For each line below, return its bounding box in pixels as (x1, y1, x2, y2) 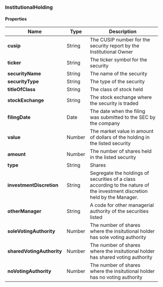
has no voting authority (90, 274, 143, 281)
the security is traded (90, 100, 139, 107)
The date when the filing (90, 108, 146, 115)
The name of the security (90, 70, 147, 77)
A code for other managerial (90, 202, 154, 208)
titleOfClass (7, 86, 36, 93)
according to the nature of (90, 182, 149, 189)
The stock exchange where (90, 94, 152, 101)
